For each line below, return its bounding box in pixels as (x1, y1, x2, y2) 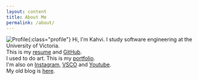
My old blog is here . (6, 68, 56, 75)
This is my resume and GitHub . (6, 49, 83, 56)
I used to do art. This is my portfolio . (6, 55, 96, 62)
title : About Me (6, 14, 47, 20)
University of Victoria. (6, 42, 60, 49)
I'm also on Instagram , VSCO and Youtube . (6, 61, 112, 68)
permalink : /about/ (6, 20, 55, 25)
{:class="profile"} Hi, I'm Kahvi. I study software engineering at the (28, 36, 193, 43)
